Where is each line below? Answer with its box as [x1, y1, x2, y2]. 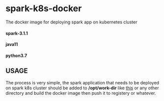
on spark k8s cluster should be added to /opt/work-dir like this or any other [5, 85, 159, 91]
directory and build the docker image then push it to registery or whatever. [5, 90, 156, 96]
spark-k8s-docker [5, 3, 82, 14]
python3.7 [5, 52, 27, 59]
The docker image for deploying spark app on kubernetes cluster [5, 19, 137, 25]
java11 [5, 41, 18, 47]
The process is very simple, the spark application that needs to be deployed [5, 80, 159, 85]
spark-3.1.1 [5, 30, 28, 36]
